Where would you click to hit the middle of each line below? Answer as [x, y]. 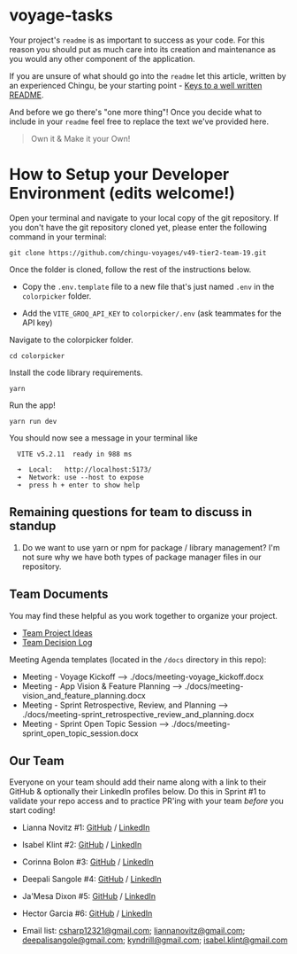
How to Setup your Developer [119, 175]
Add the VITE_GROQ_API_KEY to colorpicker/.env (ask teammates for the [152, 313]
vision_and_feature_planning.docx [84, 695]
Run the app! [32, 405]
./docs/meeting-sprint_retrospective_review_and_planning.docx [138, 714]
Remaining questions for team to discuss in [131, 512]
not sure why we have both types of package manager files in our [142, 557]
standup [33, 526]
